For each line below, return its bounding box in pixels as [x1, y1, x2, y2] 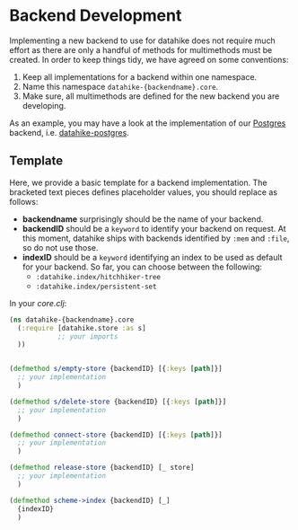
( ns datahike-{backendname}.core [9, 315, 135, 324]
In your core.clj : [9, 297, 67, 308]
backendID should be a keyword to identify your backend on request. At [22, 223, 286, 234]
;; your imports [57, 331, 118, 341]
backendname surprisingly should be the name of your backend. [22, 213, 264, 225]
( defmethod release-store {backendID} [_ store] [9, 464, 195, 473]
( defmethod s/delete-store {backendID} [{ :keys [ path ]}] [9, 397, 227, 406]
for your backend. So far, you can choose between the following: [22, 261, 263, 272]
